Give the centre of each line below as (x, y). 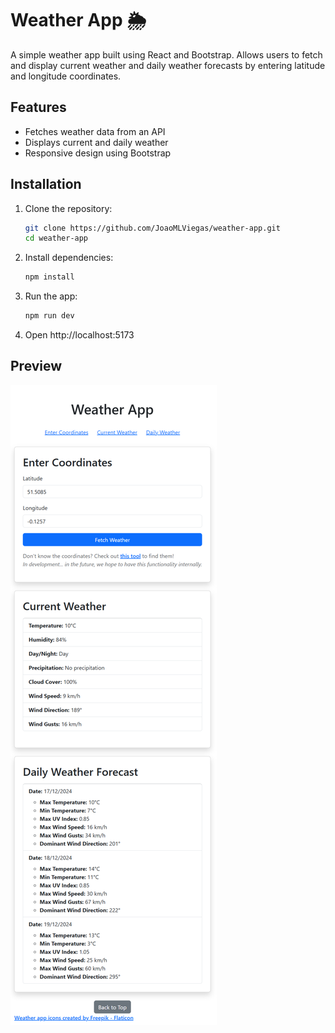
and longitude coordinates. (66, 76)
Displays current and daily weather (96, 142)
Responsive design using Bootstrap (98, 153)
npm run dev (49, 316)
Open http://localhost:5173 (79, 335)
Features (38, 107)
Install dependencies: (69, 258)
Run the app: (51, 296)
